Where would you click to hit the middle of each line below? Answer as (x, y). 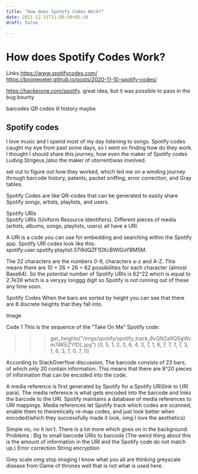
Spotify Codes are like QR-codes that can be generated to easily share (92, 196)
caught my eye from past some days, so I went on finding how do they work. (99, 148)
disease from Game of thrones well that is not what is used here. (85, 466)
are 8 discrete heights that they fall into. (55, 304)
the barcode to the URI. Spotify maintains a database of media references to (99, 399)
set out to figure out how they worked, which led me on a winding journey (96, 172)
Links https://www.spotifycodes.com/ (52, 73)
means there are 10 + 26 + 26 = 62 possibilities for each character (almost (97, 268)
